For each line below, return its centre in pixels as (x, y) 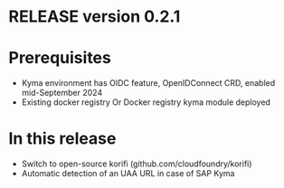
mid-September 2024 (62, 93)
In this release (62, 139)
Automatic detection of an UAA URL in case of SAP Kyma (128, 174)
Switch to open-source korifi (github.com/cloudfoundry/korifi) (137, 164)
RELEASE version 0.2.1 (95, 17)
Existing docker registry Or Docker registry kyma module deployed (146, 102)
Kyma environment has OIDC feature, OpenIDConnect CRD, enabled (148, 83)
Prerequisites (60, 58)
